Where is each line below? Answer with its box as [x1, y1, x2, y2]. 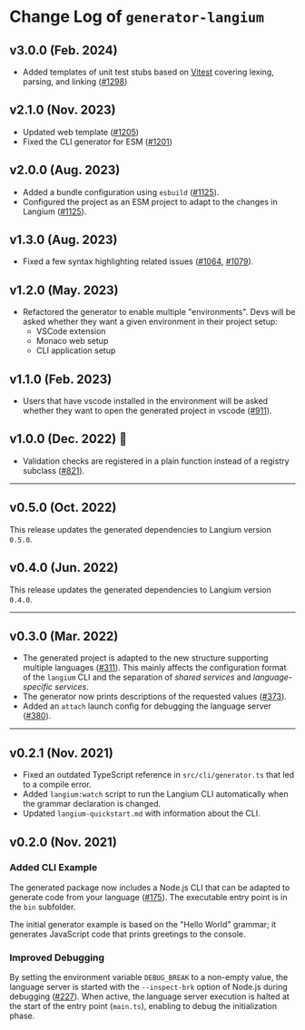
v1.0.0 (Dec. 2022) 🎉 [9, 431, 127, 446]
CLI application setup [35, 345, 116, 356]
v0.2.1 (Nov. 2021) [9, 745, 113, 760]
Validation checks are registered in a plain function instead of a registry [22, 456, 290, 466]
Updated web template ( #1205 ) [22, 126, 139, 137]
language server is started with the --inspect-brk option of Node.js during [9, 982, 288, 993]
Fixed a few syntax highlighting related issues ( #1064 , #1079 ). [22, 256, 254, 267]
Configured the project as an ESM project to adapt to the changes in [22, 196, 279, 207]
